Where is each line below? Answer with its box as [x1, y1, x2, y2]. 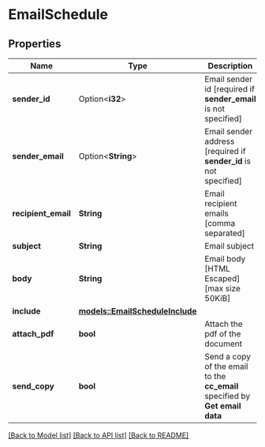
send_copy [12, 381, 55, 392]
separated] [204, 227, 246, 239]
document [204, 338, 243, 349]
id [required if [204, 84, 255, 94]
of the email [204, 361, 248, 372]
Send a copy [204, 351, 251, 362]
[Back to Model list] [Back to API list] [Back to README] [8, 430, 189, 440]
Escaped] [204, 273, 241, 284]
